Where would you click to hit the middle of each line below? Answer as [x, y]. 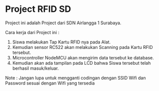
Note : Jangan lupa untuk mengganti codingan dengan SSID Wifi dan [76, 78]
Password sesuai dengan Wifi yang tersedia [50, 83]
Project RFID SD [38, 9]
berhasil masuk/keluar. [36, 68]
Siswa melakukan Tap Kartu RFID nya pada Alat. [61, 42]
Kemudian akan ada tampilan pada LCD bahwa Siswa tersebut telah [81, 63]
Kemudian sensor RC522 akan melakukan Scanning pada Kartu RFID [82, 47]
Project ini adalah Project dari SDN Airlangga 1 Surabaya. [63, 23]
